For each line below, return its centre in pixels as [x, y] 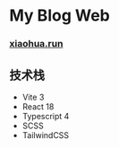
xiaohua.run [36, 44]
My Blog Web [59, 16]
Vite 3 [33, 97]
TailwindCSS [46, 135]
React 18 [38, 106]
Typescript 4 [46, 116]
